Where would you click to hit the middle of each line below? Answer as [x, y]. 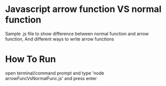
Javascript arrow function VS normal [83, 9]
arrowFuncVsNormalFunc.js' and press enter [51, 78]
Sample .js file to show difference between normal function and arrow [77, 33]
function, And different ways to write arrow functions [59, 39]
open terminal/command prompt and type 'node [55, 73]
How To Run [30, 59]
